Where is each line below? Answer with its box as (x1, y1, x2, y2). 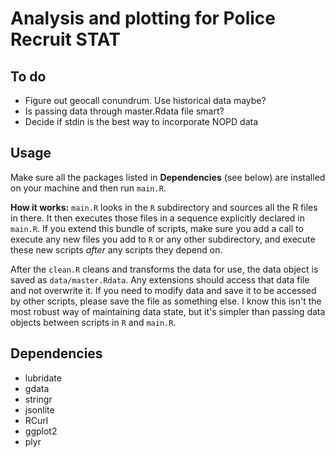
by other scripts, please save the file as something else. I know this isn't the (10, 295, 322, 307)
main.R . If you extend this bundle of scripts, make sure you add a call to (10, 222, 304, 234)
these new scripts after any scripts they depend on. (10, 243, 223, 256)
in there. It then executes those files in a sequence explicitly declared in (10, 212, 306, 224)
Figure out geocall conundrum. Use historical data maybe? (24, 95, 267, 106)
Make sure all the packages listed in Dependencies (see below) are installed (10, 171, 326, 183)
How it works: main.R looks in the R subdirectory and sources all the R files (10, 201, 318, 213)
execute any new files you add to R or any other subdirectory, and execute (10, 233, 316, 245)
